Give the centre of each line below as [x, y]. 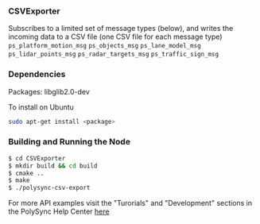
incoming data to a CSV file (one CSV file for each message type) [115, 37]
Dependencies [37, 75]
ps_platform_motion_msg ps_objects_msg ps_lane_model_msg [105, 46]
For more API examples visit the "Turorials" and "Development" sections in [130, 203]
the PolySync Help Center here [59, 211]
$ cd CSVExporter [37, 158]
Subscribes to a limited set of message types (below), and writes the [121, 29]
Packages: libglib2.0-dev [49, 91]
